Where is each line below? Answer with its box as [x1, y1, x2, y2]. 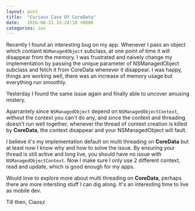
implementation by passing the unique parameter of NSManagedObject [6, 60, 180, 67]
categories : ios [6, 25, 46, 31]
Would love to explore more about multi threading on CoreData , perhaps [6, 174, 182, 182]
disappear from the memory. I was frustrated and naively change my [6, 54, 173, 61]
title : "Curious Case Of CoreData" [6, 14, 96, 20]
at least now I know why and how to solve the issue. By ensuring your [6, 144, 176, 151]
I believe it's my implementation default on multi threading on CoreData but [6, 138, 189, 145]
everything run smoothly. [6, 79, 67, 86]
